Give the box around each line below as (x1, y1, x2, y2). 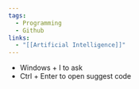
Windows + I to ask (19, 63, 83, 72)
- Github (15, 26, 44, 34)
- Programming (15, 19, 62, 27)
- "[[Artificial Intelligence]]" (15, 41, 126, 49)
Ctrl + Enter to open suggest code (19, 72, 132, 81)
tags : (8, 11, 26, 20)
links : (8, 33, 30, 42)
